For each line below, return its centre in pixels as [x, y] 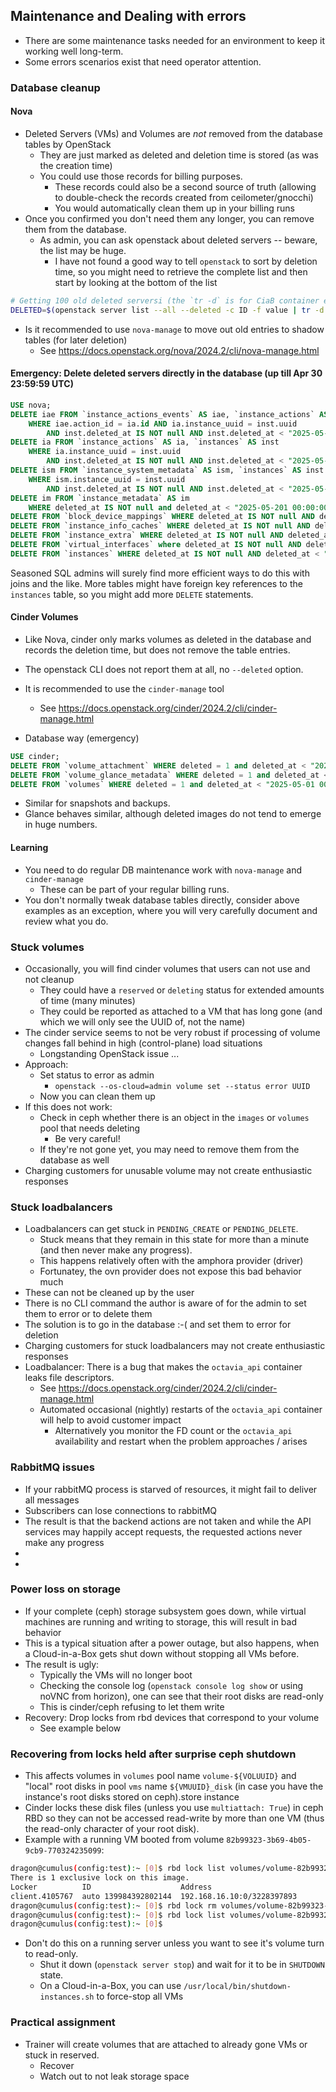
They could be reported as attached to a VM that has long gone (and [181, 1011]
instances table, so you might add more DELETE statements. [132, 594]
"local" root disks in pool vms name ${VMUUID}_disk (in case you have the [174, 1786]
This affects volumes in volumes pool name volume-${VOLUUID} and [160, 1776]
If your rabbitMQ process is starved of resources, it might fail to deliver [171, 1489]
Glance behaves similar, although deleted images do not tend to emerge [173, 814]
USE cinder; [35, 756]
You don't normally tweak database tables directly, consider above [162, 900]
